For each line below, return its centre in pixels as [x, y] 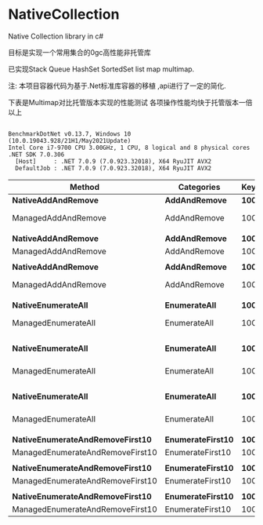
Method [85, 187]
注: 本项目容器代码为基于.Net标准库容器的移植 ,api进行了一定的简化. [117, 86]
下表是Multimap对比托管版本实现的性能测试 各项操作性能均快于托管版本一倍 [130, 102]
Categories [199, 187]
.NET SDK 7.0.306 [36, 155]
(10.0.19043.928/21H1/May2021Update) [70, 140]
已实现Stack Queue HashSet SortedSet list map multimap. [101, 69]
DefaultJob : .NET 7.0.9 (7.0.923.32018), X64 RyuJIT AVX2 [113, 168]
